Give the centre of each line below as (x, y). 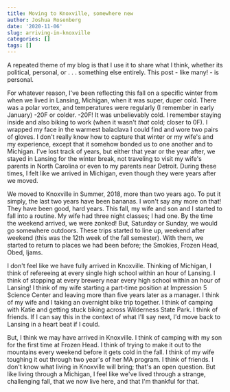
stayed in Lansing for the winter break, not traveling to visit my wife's (105, 159)
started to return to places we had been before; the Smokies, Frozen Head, (113, 245)
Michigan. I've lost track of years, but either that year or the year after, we (111, 151)
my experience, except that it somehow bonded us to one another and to (110, 144)
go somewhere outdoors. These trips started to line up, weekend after (106, 230)
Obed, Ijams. (25, 252)
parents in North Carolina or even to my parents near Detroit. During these (112, 166)
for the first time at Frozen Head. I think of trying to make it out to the (104, 345)
